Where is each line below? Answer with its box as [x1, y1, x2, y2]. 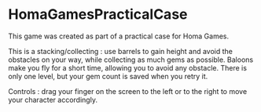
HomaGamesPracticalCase [8, 5, 188, 23]
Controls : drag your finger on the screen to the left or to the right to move [8, 86, 248, 96]
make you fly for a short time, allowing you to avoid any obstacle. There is [8, 63, 248, 72]
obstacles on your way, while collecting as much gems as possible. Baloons [8, 55, 254, 64]
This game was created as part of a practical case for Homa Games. [8, 31, 230, 41]
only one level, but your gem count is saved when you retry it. [8, 71, 208, 81]
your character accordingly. [8, 95, 98, 104]
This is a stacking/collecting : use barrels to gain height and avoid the [8, 46, 233, 56]
